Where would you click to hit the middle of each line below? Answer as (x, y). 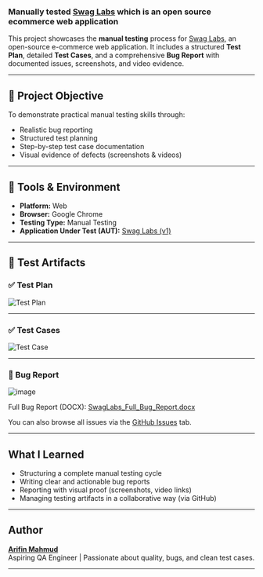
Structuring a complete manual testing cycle (90, 473)
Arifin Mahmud (33, 549)
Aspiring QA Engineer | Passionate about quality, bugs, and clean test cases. (131, 557)
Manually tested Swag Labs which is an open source (110, 12)
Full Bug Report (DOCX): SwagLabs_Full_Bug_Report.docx (102, 407)
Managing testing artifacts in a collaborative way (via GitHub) (118, 498)
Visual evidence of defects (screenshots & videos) (101, 155)
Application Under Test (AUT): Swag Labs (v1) (95, 231)
